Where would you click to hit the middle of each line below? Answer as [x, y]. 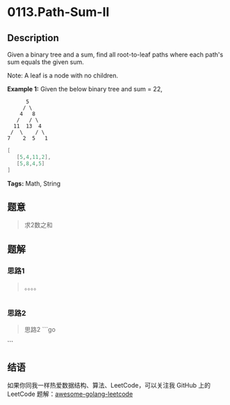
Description [33, 38]
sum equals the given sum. [46, 62]
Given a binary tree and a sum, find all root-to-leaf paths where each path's [115, 54]
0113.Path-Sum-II [58, 12]
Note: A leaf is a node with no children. [63, 75]
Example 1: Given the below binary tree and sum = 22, [85, 89]
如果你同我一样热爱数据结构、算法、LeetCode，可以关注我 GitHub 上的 [109, 385]
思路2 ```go [40, 330]
